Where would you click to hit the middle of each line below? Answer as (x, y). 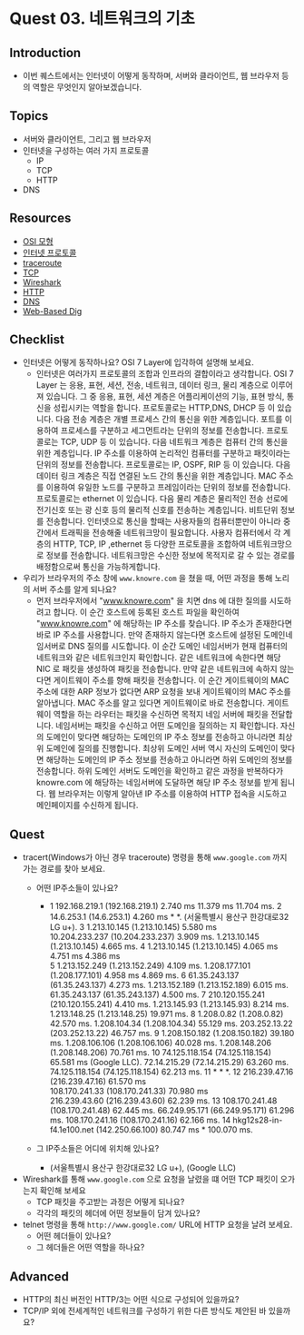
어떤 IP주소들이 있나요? (77, 888)
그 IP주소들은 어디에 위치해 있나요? (98, 1149)
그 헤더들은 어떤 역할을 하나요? (90, 1247)
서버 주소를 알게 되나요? (74, 589)
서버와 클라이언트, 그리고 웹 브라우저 (87, 139)
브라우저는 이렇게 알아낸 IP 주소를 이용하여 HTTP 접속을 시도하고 (172, 794)
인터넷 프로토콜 (49, 252)
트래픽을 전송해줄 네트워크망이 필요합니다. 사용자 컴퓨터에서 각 (171, 533)
